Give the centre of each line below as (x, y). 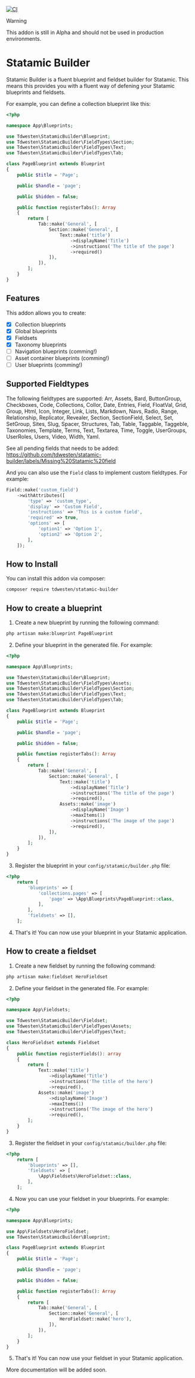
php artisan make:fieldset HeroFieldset (57, 977)
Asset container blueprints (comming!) (62, 358)
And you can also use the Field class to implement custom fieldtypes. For (97, 472)
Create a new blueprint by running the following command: (87, 623)
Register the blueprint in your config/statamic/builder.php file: (92, 866)
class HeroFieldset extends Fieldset (53, 1042)
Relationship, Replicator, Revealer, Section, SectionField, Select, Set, (90, 417)
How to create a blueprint (54, 608)
